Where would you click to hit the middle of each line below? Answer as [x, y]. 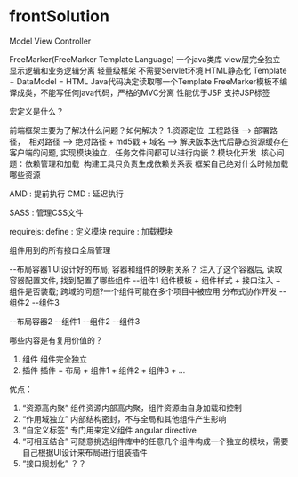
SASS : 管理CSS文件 [46, 212]
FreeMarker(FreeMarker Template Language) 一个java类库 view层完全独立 [145, 59]
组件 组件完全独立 [54, 359]
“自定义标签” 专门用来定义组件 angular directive [109, 430]
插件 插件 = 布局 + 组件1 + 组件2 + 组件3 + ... [104, 370]
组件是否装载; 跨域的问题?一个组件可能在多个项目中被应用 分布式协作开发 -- [148, 291]
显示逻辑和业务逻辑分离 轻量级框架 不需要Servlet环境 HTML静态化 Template [148, 70]
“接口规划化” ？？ [54, 463]
